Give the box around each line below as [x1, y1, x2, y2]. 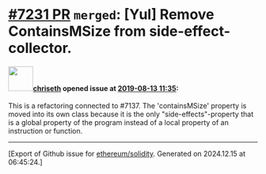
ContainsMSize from [8, 22, 146, 40]
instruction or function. [8, 127, 83, 136]
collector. [8, 40, 73, 57]
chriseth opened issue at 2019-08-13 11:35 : [32, 83, 179, 93]
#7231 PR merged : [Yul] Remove [8, 6, 215, 24]
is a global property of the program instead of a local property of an [8, 118, 230, 127]
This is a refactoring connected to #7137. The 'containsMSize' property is [8, 101, 247, 111]
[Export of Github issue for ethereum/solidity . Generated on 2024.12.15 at [8, 149, 246, 159]
